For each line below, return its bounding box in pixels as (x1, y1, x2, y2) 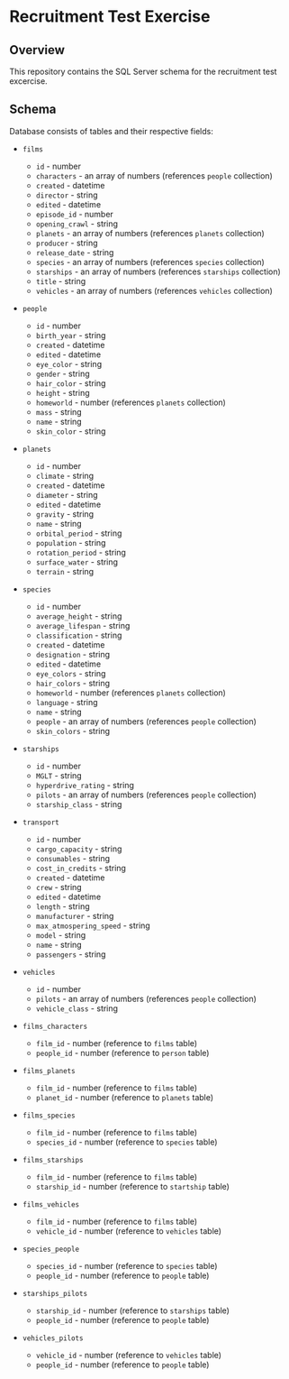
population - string (35, 537, 106, 547)
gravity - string (35, 508, 95, 519)
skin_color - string (35, 426, 106, 437)
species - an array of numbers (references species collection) (35, 256, 266, 267)
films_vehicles (22, 1200, 80, 1209)
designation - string (35, 648, 111, 659)
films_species (22, 1111, 76, 1120)
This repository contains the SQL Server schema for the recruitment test (9, 66, 277, 77)
